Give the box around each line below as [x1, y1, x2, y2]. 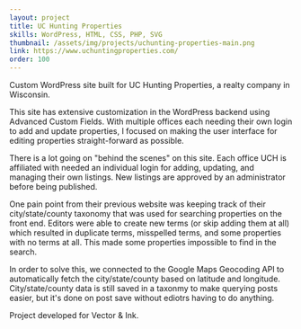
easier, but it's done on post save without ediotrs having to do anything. [9, 293, 275, 303]
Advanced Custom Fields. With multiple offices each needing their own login [9, 116, 293, 127]
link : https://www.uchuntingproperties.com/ [9, 47, 179, 56]
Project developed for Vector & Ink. [9, 310, 139, 320]
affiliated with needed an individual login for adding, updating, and [9, 163, 254, 173]
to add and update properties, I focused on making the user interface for [9, 126, 278, 136]
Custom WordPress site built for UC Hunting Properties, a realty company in [9, 80, 290, 90]
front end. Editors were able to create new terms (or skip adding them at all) [9, 218, 290, 228]
